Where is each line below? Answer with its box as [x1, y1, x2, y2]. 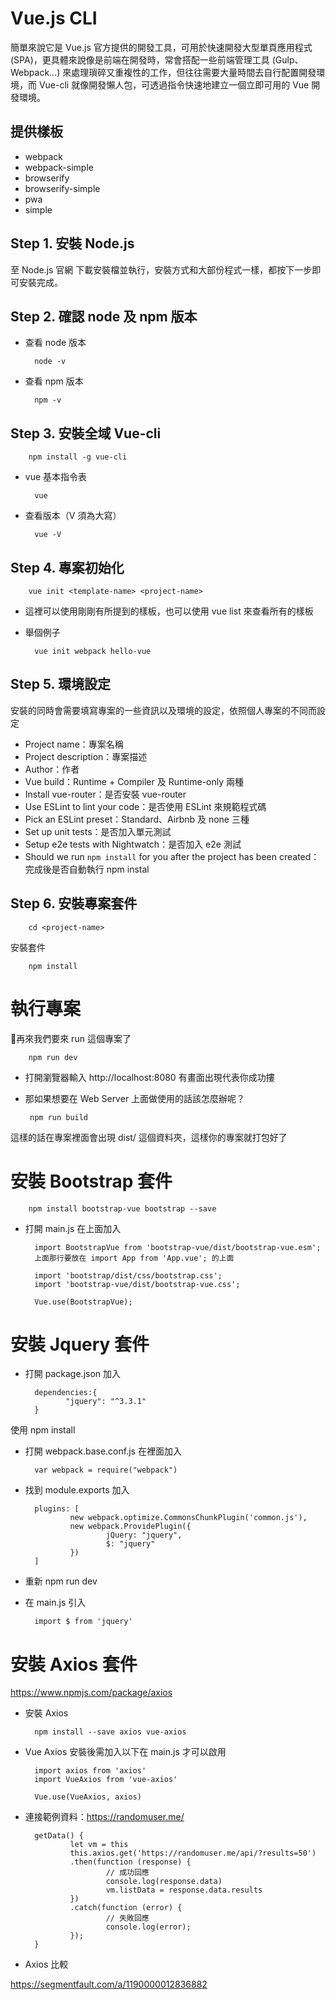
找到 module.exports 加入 [24, 1484, 130, 1496]
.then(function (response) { [69, 1857, 192, 1867]
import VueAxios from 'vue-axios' [34, 1775, 178, 1785]
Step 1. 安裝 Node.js [10, 235, 135, 252]
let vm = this [69, 1840, 129, 1850]
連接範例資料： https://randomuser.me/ [24, 1811, 185, 1823]
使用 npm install [10, 1424, 76, 1436]
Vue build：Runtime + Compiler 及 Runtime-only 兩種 [24, 775, 245, 787]
